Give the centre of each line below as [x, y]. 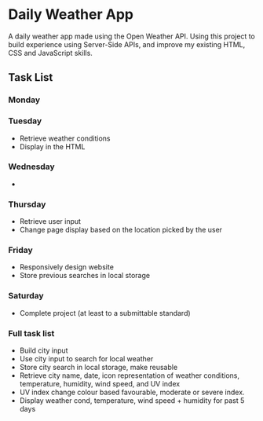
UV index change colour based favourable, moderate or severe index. [132, 392]
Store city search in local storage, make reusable [99, 368]
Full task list [31, 333]
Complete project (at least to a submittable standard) [105, 313]
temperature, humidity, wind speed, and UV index [100, 384]
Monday [24, 100]
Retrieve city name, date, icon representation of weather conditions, [129, 375]
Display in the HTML [52, 146]
